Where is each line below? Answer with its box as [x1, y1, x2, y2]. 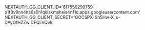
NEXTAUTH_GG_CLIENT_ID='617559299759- [4, 4, 95, 10]
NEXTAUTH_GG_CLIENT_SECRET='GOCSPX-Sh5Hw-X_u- [4, 15, 121, 20]
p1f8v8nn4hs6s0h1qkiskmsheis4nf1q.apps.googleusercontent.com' [4, 9, 140, 15]
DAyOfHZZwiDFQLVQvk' [4, 19, 54, 25]
